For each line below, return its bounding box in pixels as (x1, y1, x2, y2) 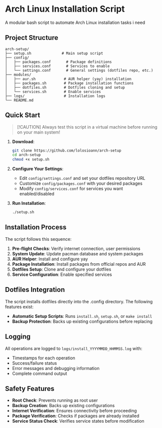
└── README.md (5, 97, 34, 103)
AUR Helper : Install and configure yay (12, 256, 89, 262)
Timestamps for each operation (12, 355, 75, 361)
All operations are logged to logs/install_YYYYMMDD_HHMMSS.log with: (5, 345, 143, 351)
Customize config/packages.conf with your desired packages (19, 180, 143, 186)
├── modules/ (5, 72, 32, 77)
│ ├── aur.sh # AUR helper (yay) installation (5, 77, 132, 81)
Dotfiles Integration (5, 286, 65, 294)
